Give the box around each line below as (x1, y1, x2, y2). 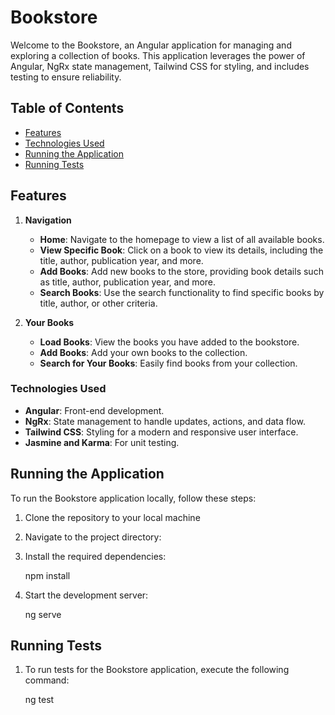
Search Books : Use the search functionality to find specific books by (39, 286, 325, 298)
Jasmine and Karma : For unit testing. (24, 436, 180, 448)
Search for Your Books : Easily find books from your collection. (39, 357, 298, 369)
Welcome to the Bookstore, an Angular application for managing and (10, 39, 292, 51)
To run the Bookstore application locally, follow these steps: (10, 492, 257, 504)
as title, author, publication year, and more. (39, 276, 217, 288)
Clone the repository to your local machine (24, 511, 201, 523)
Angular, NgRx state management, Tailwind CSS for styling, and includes (10, 60, 310, 72)
